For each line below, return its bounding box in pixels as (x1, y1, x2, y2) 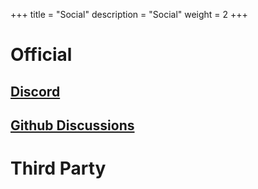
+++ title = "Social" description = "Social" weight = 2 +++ (10, 9, 248, 20)
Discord (10, 83, 61, 100)
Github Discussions (10, 117, 135, 134)
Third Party (10, 157, 107, 180)
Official (10, 44, 73, 66)
